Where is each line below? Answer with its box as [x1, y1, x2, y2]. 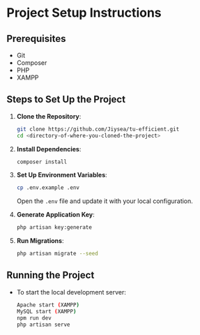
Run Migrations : [16, 237, 64, 245]
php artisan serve [16, 321, 70, 328]
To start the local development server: [16, 288, 126, 296]
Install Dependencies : [16, 144, 82, 153]
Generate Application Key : [16, 211, 95, 219]
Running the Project [6, 269, 95, 281]
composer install [16, 158, 68, 165]
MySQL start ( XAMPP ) [16, 308, 77, 315]
